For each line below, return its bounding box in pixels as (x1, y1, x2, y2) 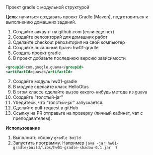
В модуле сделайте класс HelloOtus (12, 83, 89, 89)
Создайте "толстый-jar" (12, 94, 64, 100)
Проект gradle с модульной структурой (5, 4, 90, 10)
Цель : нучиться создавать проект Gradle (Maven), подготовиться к (5, 14, 149, 19)
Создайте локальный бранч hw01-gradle (12, 45, 99, 50)
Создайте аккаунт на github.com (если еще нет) (12, 29, 115, 34)
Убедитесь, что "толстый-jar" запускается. (12, 99, 104, 105)
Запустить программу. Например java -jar (12, 140, 106, 146)
